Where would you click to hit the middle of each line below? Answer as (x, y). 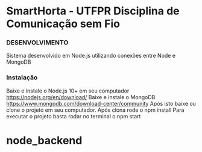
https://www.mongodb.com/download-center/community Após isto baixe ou (101, 103)
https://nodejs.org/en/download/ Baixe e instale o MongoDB (81, 97)
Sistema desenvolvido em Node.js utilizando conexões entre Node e (91, 56)
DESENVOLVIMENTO (37, 43)
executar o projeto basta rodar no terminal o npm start (74, 116)
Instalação (22, 78)
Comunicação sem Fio (63, 24)
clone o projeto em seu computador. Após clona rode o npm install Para (95, 110)
